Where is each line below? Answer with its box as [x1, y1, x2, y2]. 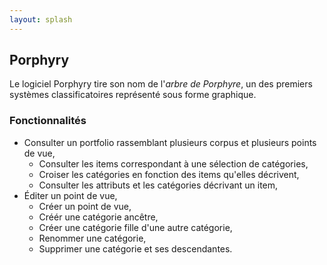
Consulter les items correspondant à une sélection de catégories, [38, 157, 309, 170]
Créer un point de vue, [38, 200, 132, 212]
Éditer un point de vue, [23, 189, 118, 201]
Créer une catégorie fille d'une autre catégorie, [38, 221, 233, 233]
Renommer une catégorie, [38, 232, 147, 244]
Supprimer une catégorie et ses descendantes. [38, 242, 233, 255]
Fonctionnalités [9, 114, 87, 128]
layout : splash [9, 14, 73, 25]
